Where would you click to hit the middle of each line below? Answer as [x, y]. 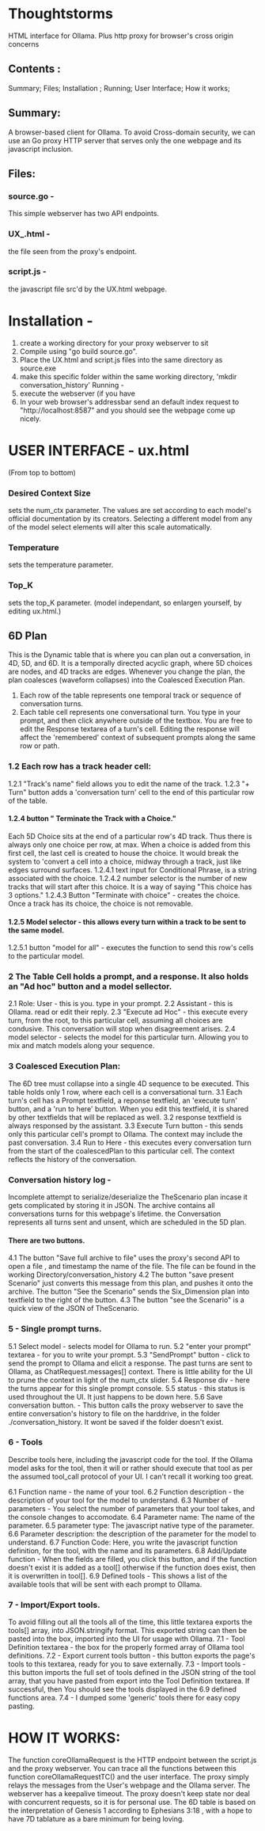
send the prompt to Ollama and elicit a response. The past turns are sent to [131, 1363]
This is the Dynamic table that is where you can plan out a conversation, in [129, 655]
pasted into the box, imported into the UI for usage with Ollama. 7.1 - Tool [127, 1639]
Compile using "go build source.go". [78, 351]
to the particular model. [46, 956]
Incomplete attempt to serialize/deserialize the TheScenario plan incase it [128, 1197]
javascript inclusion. [41, 149]
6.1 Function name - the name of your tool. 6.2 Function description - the [126, 1491]
